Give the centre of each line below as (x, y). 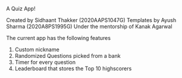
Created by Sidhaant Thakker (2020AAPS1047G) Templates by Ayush (91, 20)
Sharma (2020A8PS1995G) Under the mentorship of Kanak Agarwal (89, 26)
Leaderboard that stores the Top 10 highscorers (73, 68)
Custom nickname (37, 49)
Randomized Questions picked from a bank (68, 56)
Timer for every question (45, 62)
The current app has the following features (59, 38)
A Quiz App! (21, 9)
